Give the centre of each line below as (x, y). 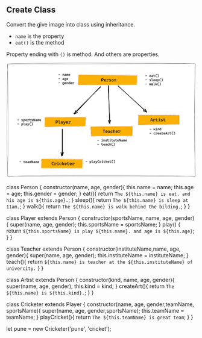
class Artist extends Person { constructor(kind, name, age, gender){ (90, 280)
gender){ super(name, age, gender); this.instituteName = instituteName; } (97, 255)
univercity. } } (25, 268)
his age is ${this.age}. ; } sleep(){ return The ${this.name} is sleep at (97, 200)
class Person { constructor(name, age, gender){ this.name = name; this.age (100, 187)
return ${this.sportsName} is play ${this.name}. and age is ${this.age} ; (100, 231)
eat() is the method (39, 42)
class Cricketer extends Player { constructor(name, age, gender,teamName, (100, 304)
